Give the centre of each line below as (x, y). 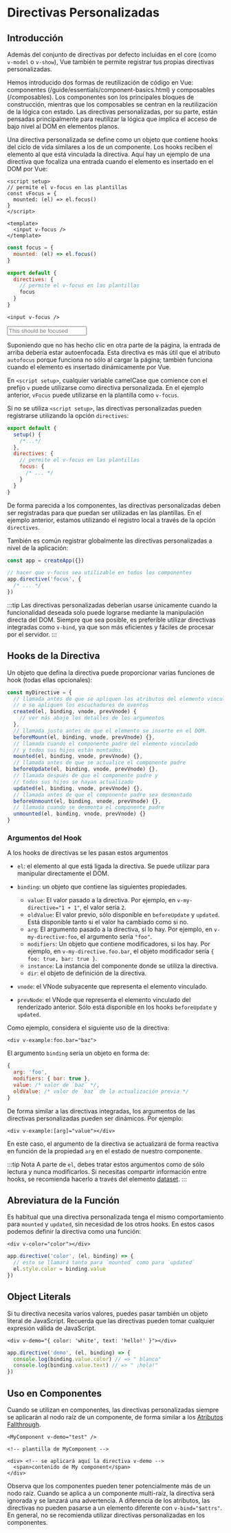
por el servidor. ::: (32, 634)
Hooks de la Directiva (54, 656)
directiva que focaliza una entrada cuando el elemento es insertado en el (110, 162)
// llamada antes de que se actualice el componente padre (100, 763)
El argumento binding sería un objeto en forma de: (78, 1053)
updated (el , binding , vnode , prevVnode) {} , (78, 788)
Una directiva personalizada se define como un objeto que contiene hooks (113, 140)
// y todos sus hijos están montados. (69, 750)
